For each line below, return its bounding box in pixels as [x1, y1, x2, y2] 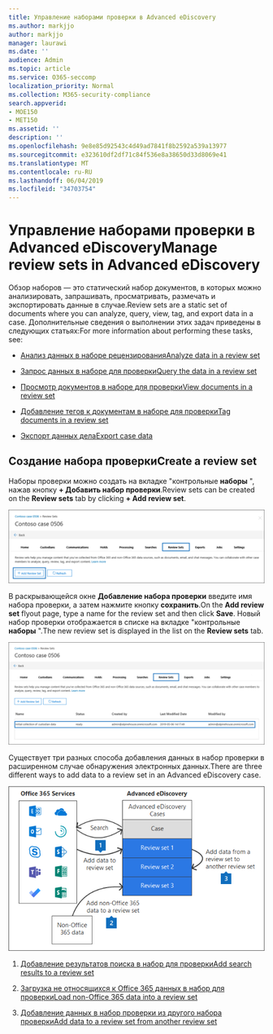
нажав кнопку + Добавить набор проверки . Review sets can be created [8, 485, 255, 495]
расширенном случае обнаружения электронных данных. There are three [8, 762, 262, 772]
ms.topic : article [8, 65, 71, 73]
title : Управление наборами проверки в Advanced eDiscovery [8, 13, 217, 21]
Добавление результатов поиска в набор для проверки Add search [19, 958, 252, 969]
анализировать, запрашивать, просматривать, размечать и [8, 292, 216, 301]
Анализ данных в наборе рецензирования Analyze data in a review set [19, 350, 261, 360]
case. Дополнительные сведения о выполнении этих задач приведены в [8, 318, 262, 328]
